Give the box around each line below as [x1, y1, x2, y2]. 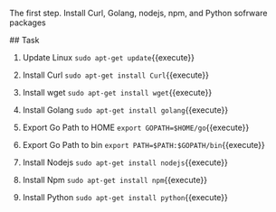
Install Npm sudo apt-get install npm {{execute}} [22, 175, 208, 185]
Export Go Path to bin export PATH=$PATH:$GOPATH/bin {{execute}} [22, 140, 265, 150]
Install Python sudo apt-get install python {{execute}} [22, 192, 229, 202]
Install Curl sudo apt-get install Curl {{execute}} [22, 69, 210, 80]
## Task [9, 35, 40, 45]
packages [9, 17, 47, 28]
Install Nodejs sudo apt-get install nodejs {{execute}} [22, 157, 228, 168]
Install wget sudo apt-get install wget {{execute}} [22, 88, 213, 97]
